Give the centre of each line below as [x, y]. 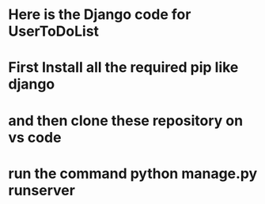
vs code [35, 137]
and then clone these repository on [126, 121]
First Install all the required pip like [123, 68]
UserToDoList [54, 31]
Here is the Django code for [100, 15]
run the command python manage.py [133, 174]
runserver [42, 190]
